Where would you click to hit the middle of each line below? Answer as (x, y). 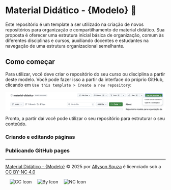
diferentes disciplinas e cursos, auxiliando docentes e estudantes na (77, 41)
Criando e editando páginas (40, 137)
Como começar (30, 62)
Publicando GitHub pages (38, 150)
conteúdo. (16, 124)
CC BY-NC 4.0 (20, 172)
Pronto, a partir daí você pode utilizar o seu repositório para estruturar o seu (85, 119)
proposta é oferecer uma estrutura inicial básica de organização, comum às (85, 35)
